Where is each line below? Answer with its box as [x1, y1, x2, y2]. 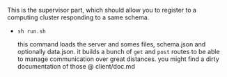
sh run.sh [17, 28, 47, 35]
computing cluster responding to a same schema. [7, 13, 150, 22]
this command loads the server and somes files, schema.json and [17, 40, 206, 48]
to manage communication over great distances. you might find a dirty [17, 55, 219, 63]
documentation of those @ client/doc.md [17, 62, 136, 70]
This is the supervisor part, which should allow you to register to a [7, 6, 197, 14]
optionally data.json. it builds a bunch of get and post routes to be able [17, 48, 221, 55]
